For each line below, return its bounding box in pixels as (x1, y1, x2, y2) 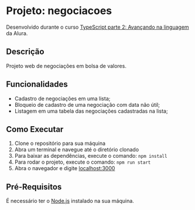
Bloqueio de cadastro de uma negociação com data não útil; (14, 101, 160, 108)
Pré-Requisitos (6, 182, 62, 192)
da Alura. (6, 29, 28, 36)
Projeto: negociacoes (6, 4, 112, 18)
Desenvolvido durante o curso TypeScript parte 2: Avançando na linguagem (6, 23, 189, 31)
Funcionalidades (6, 79, 69, 89)
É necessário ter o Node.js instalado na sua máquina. (6, 198, 135, 205)
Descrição (6, 47, 45, 57)
